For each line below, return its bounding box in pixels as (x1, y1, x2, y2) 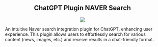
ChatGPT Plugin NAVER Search (34, 4, 131, 12)
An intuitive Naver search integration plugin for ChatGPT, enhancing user (5, 26, 153, 32)
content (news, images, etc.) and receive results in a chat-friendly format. (5, 36, 154, 42)
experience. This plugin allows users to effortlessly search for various (5, 31, 146, 37)
